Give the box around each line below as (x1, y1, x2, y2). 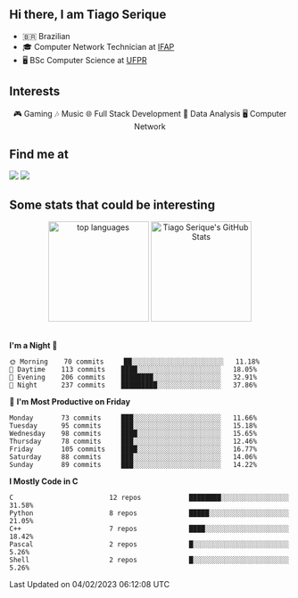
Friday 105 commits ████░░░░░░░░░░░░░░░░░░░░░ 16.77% (9, 445, 257, 454)
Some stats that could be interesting (9, 197, 216, 212)
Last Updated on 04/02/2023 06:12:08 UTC (9, 579, 170, 590)
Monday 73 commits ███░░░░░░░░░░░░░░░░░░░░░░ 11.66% (9, 414, 257, 422)
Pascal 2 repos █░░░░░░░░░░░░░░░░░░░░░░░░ (9, 540, 290, 549)
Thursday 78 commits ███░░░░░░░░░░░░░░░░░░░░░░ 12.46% (9, 437, 257, 446)
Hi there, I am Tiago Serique (9, 7, 167, 22)
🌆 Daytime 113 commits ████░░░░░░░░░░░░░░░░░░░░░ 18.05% (9, 365, 257, 374)
